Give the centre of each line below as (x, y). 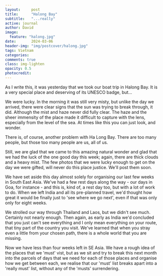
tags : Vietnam (19, 50)
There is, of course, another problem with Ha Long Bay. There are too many (81, 137)
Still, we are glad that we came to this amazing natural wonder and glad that (81, 151)
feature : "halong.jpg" (32, 37)
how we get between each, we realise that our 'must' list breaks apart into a (81, 263)
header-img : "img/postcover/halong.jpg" (47, 46)
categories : (17, 55)
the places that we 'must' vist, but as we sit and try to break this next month (81, 253)
